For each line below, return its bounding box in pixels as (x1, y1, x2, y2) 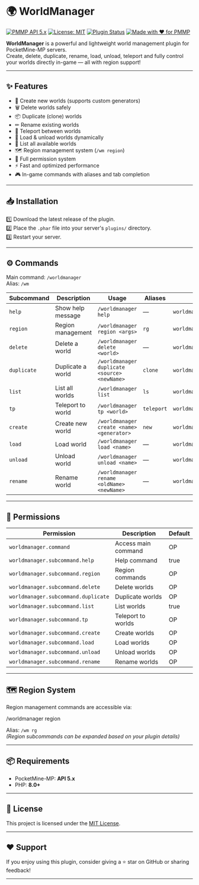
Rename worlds (115, 658, 159, 666)
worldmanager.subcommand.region (9, 571, 101, 577)
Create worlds (115, 629, 155, 637)
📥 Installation (6, 197, 59, 207)
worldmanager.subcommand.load (9, 639, 95, 646)
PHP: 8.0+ (14, 781, 41, 788)
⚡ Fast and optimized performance (14, 162, 99, 169)
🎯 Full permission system (14, 155, 76, 162)
